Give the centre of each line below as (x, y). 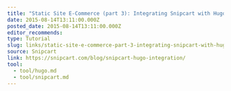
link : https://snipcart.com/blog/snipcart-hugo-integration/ (97, 58)
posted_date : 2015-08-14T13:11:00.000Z (64, 26)
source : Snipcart (32, 52)
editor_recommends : (35, 32)
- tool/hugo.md (35, 70)
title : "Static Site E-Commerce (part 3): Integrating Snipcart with (109, 13)
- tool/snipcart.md (41, 77)
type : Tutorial (29, 39)
